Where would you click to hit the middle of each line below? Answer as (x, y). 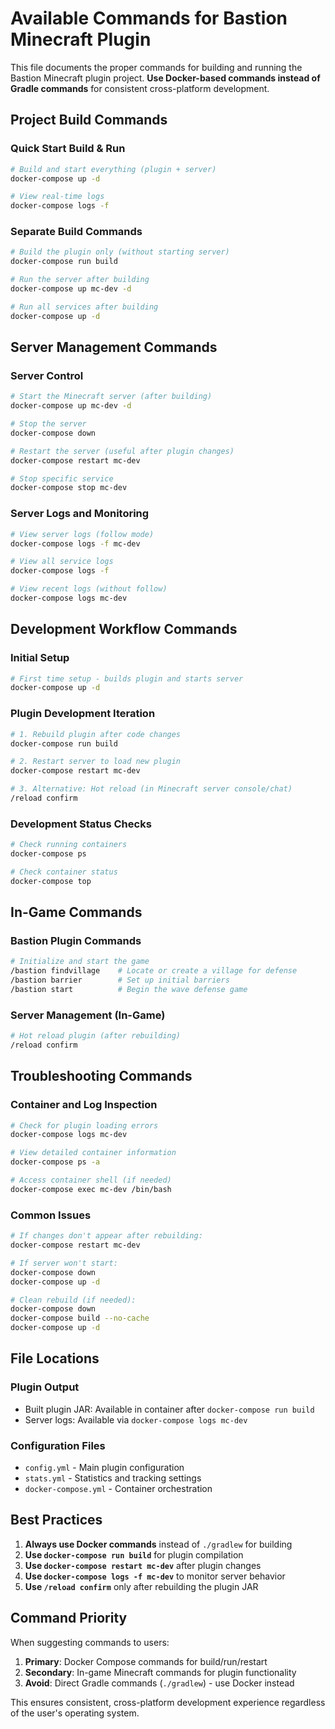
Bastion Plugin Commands (76, 940)
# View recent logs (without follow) (89, 589)
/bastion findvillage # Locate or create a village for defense (154, 971)
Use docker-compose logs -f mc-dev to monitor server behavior (155, 1576)
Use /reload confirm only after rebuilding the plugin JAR (141, 1586)
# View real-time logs (57, 197)
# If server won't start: (64, 1263)
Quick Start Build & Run (68, 149)
